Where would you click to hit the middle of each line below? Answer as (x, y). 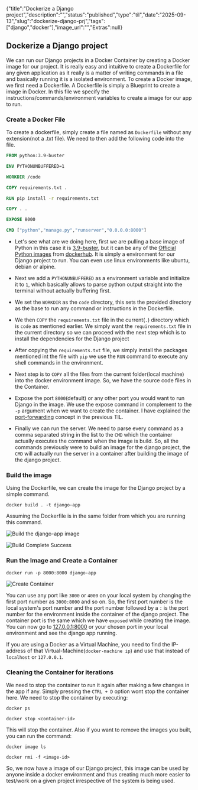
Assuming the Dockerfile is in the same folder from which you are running (96, 516)
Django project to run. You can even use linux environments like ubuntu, (102, 261)
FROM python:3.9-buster (35, 156)
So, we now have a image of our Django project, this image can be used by (98, 768)
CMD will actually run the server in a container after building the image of (102, 454)
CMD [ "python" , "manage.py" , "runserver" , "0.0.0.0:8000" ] (76, 230)
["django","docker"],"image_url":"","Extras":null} (64, 27)
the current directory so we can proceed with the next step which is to (100, 333)
